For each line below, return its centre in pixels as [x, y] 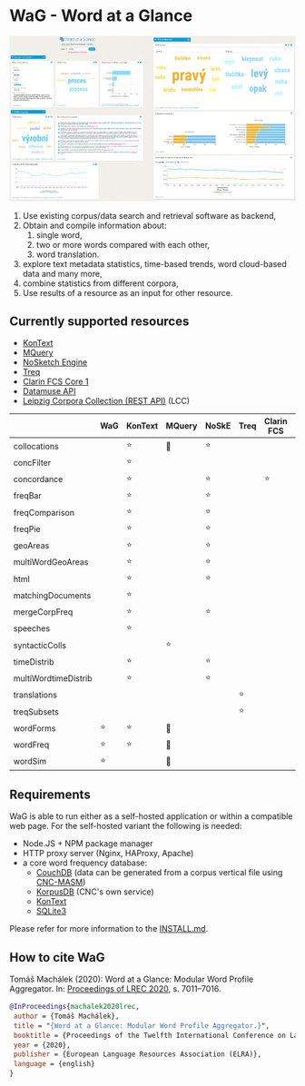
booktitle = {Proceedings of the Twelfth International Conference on [149, 1035]
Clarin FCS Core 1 [55, 381]
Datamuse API [49, 391]
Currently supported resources [99, 322]
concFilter [32, 462]
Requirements [50, 794]
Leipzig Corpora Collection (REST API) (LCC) [106, 401]
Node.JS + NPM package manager [88, 844]
